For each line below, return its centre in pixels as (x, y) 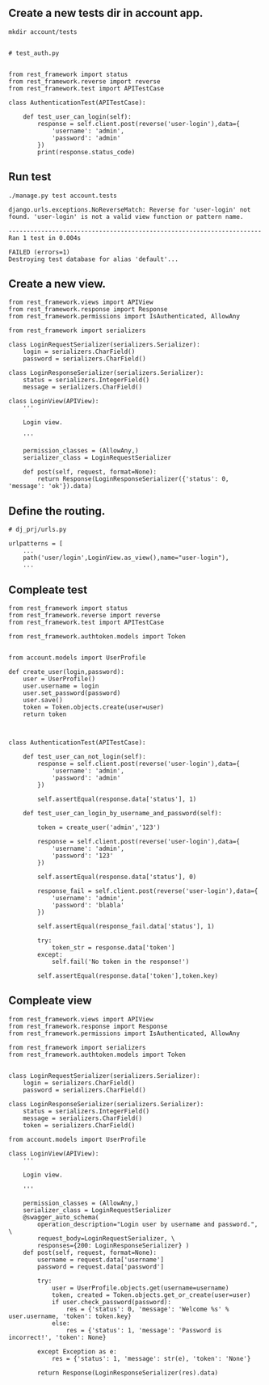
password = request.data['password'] (101, 1267)
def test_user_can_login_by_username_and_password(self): (122, 814)
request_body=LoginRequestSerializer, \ (106, 1238)
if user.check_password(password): (111, 1302)
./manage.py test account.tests (63, 196)
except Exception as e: (77, 1351)
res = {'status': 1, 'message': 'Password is (144, 1330)
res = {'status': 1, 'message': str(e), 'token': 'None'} (151, 1358)
